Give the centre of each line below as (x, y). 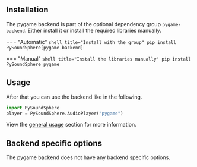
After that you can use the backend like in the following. (74, 97)
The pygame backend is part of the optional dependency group (84, 24)
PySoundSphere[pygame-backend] (45, 48)
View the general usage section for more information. (71, 125)
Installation (27, 10)
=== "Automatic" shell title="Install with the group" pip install (91, 42)
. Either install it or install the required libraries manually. (93, 30)
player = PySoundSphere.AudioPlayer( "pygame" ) (65, 113)
